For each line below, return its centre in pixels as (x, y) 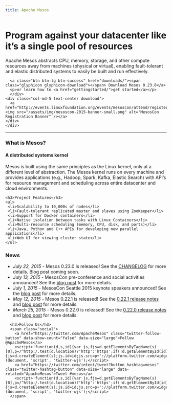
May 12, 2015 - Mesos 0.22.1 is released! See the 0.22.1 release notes (86, 299)
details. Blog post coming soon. (46, 272)
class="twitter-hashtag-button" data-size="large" (60, 369)
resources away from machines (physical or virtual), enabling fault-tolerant (84, 66)
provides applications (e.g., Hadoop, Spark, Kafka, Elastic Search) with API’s (86, 177)
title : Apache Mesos (27, 10)
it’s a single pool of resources (69, 46)
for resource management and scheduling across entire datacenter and (81, 183)
